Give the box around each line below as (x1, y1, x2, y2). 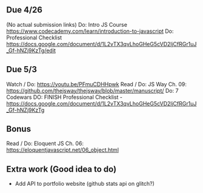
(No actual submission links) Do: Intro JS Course (6, 21, 127, 28)
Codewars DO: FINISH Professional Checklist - (6, 93, 123, 101)
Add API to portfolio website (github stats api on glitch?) (15, 180, 155, 188)
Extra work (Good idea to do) (6, 164, 117, 174)
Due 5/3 (6, 64, 38, 75)
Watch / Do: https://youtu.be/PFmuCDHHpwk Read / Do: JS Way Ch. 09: (6, 80, 187, 87)
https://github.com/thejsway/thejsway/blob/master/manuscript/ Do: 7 (6, 87, 179, 94)
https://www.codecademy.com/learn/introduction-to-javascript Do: (6, 27, 174, 35)
